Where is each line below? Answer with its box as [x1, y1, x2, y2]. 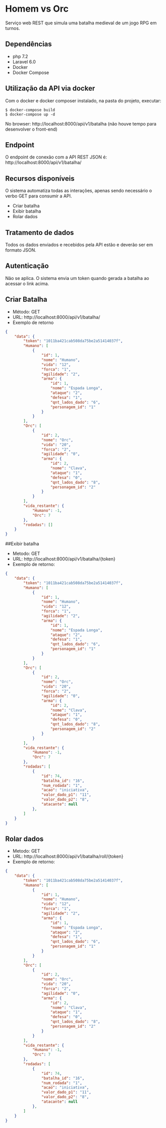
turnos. [5, 25, 20, 31]
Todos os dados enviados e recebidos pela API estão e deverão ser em [5, 241, 153, 248]
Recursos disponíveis [5, 174, 75, 183]
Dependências [5, 40, 52, 49]
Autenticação [5, 262, 49, 270]
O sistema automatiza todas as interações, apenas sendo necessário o [5, 188, 152, 194]
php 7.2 [12, 53, 28, 59]
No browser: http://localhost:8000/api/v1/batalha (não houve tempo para [5, 120, 156, 127]
